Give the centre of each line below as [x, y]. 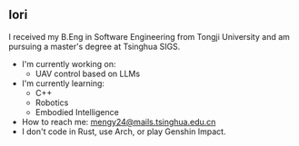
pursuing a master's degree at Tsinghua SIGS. [95, 46]
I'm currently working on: [69, 63]
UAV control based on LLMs [88, 73]
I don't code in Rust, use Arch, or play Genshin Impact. [124, 131]
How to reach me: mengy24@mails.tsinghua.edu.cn [119, 122]
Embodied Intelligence [77, 112]
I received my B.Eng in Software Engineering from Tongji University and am [149, 36]
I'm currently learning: [63, 83]
